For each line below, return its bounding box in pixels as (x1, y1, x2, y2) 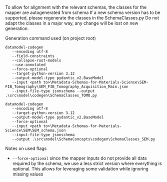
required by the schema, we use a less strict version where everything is (12, 160, 162, 166)
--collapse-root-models (11, 58, 61, 63)
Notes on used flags (5, 145, 47, 151)
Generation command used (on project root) (5, 35, 96, 41)
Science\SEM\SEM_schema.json (5, 128, 66, 133)
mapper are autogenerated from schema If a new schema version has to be (5, 9, 161, 15)
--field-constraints (11, 53, 55, 58)
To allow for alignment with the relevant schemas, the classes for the (5, 4, 147, 10)
